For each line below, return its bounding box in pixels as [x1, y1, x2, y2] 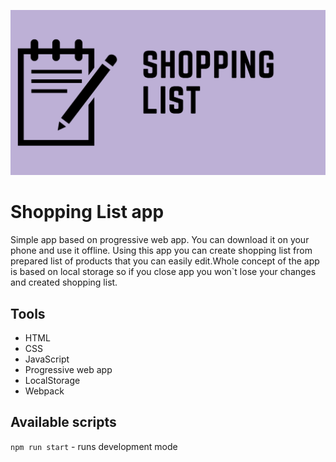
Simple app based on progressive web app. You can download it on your [10, 234, 310, 246]
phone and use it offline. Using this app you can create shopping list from [10, 245, 313, 257]
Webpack [24, 385, 65, 397]
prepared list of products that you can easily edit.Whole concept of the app [10, 255, 320, 267]
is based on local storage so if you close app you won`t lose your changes [10, 266, 317, 278]
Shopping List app [10, 201, 165, 224]
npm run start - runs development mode [10, 440, 178, 452]
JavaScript [24, 353, 70, 365]
